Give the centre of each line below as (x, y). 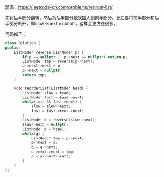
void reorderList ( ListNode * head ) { (51, 88)
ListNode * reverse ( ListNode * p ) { (49, 52)
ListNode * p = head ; (43, 129)
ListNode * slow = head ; (47, 93)
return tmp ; (35, 75)
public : (13, 48)
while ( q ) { (34, 134)
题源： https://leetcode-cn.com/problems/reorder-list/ (59, 7)
